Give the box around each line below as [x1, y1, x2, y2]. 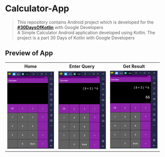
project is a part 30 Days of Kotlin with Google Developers [17, 35, 135, 41]
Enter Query [69, 63, 95, 69]
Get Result [122, 63, 145, 69]
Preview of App [5, 49, 53, 57]
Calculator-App [5, 3, 70, 14]
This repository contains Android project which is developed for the [17, 19, 154, 25]
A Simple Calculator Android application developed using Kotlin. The [17, 29, 156, 35]
